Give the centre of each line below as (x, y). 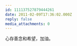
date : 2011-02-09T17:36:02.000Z (38, 14)
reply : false (19, 19)
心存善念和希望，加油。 (29, 38)
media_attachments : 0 (28, 24)
